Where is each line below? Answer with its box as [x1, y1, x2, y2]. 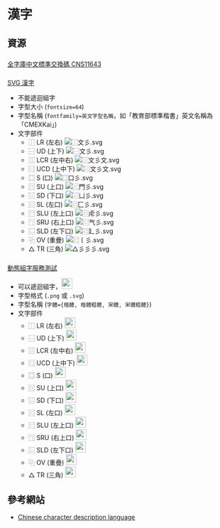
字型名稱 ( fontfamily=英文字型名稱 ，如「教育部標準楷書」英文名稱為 [17, 112, 213, 120]
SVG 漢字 [7, 79, 35, 87]
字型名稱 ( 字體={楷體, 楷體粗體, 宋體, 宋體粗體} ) [17, 300, 152, 309]
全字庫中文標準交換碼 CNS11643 [7, 60, 101, 68]
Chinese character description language [17, 513, 136, 522]
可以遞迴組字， [17, 282, 62, 291]
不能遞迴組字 [17, 94, 55, 102]
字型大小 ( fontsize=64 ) [17, 102, 84, 111]
